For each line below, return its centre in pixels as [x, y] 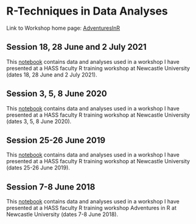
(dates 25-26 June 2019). [38, 168]
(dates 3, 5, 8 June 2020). [39, 121]
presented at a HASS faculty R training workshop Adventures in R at [91, 208]
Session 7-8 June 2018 [51, 187]
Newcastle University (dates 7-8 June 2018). [62, 214]
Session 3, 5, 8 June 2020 [57, 94]
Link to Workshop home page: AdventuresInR [63, 28]
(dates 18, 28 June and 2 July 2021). [52, 75]
